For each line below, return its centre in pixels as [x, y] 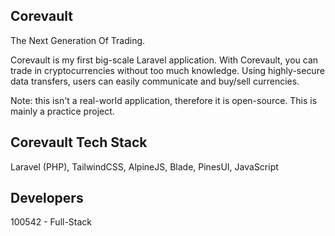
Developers [47, 198]
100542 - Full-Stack [51, 222]
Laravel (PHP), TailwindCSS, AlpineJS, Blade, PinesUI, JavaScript [144, 166]
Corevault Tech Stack [79, 142]
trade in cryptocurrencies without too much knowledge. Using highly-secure [167, 70]
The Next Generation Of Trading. [78, 40]
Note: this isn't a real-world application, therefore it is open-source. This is [164, 100]
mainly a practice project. [62, 111]
